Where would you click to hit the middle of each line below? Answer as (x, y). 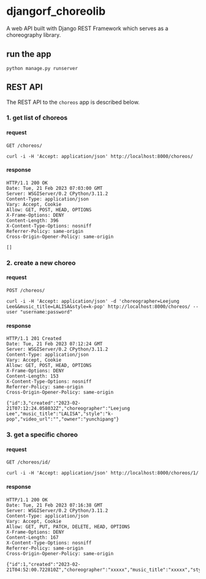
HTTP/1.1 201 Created (34, 339)
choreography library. (34, 34)
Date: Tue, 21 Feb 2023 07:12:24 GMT (55, 344)
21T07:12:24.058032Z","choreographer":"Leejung (68, 409)
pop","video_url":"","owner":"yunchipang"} (63, 419)
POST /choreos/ (26, 291)
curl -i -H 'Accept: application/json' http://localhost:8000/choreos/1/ (103, 473)
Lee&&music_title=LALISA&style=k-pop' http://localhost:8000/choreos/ (98, 307)
